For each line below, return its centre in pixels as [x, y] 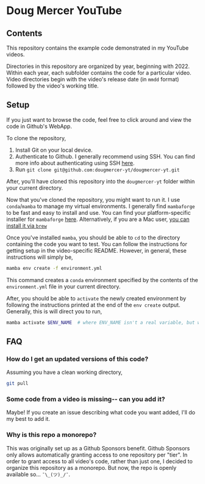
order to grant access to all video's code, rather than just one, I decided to [100, 461]
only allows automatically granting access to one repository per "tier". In [97, 455]
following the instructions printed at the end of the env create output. [93, 305]
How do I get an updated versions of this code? [77, 359]
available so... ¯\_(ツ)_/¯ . [38, 474]
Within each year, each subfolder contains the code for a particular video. [99, 73]
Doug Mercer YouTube [64, 11]
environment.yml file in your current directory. [63, 286]
